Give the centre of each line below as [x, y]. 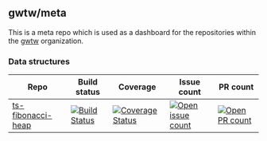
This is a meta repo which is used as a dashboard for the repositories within [132, 32]
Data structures [39, 61]
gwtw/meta [37, 13]
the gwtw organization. [46, 41]
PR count [236, 87]
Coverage [137, 87]
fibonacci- [33, 116]
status [88, 92]
